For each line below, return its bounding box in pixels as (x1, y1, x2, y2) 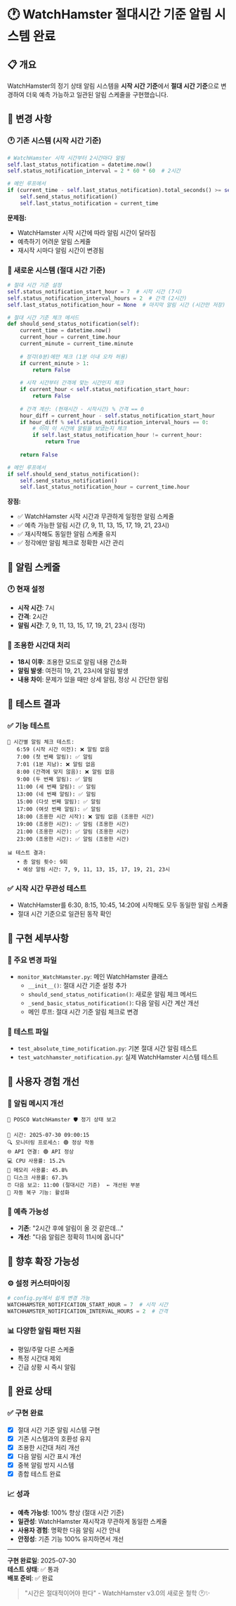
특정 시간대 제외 (17, 1353, 61, 1362)
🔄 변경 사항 (7, 113, 53, 125)
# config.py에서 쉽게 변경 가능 (7, 1294, 90, 1301)
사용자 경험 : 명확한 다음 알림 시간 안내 (17, 1526, 121, 1534)
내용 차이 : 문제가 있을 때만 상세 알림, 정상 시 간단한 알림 (17, 675, 169, 684)
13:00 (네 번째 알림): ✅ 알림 (16, 791, 96, 798)
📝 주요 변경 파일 (7, 955, 58, 964)
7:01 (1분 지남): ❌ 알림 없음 (16, 761, 96, 768)
